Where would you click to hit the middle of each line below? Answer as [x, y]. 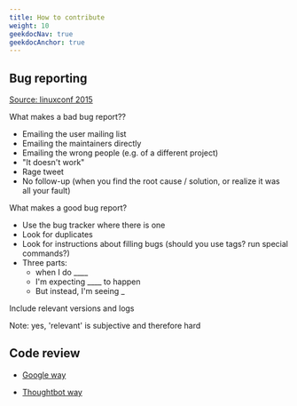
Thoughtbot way [52, 392]
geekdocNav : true [41, 34]
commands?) [46, 253]
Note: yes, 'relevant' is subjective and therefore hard [105, 326]
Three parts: [45, 263]
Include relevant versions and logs [72, 308]
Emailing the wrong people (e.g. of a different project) [120, 153]
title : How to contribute [57, 17]
